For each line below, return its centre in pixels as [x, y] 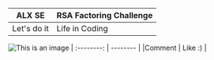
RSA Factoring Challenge [105, 15]
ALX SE [30, 15]
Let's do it [30, 28]
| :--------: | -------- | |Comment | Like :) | [139, 48]
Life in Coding [82, 28]
